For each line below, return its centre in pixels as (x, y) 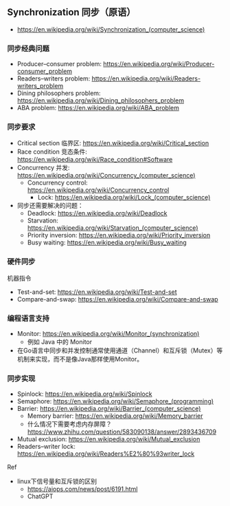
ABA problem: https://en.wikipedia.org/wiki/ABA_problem (98, 108)
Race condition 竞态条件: (52, 152)
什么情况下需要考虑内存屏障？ (69, 424)
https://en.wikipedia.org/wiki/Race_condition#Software (95, 160)
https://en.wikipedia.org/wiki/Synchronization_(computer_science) (111, 29)
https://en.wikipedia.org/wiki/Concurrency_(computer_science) (106, 176)
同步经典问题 (28, 48)
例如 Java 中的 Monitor (60, 342)
